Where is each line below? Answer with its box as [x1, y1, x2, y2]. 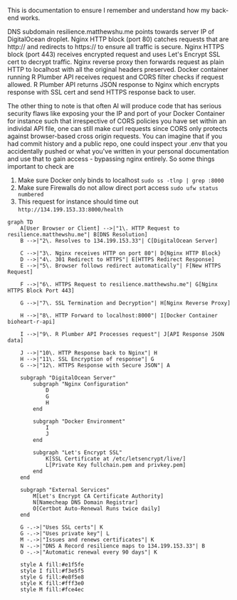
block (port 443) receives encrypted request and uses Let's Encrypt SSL [7, 50, 221, 58]
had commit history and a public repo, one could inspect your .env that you [7, 140, 228, 148]
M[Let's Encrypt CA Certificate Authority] [33, 493, 164, 500]
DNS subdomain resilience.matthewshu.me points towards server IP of [7, 28, 215, 36]
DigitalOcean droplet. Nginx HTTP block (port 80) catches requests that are [7, 35, 229, 43]
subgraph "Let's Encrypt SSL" [33, 449, 122, 456]
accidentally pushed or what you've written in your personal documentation [7, 147, 229, 155]
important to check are [7, 162, 75, 170]
